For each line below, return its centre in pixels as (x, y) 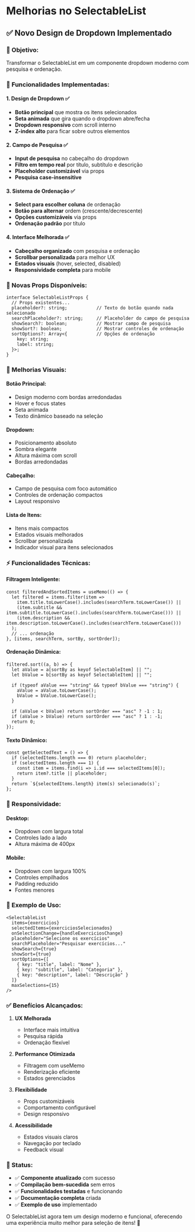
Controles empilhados (41, 877)
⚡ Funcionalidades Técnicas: (48, 563)
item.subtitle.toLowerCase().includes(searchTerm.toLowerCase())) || (94, 613)
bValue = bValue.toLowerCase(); (57, 695)
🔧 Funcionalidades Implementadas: (58, 84)
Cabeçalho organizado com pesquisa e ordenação (77, 250)
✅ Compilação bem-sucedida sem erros (65, 1184)
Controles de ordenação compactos (59, 495)
